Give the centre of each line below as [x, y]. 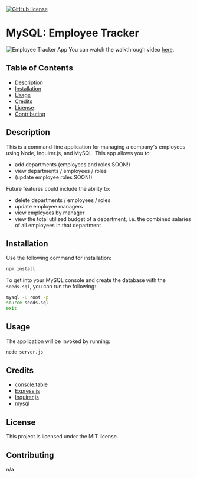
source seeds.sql [27, 303]
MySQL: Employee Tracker [73, 33]
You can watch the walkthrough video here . [122, 49]
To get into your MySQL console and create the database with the [86, 280]
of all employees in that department [58, 225]
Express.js [27, 391]
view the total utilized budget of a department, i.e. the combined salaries [103, 219]
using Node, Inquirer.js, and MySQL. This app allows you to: [79, 153]
